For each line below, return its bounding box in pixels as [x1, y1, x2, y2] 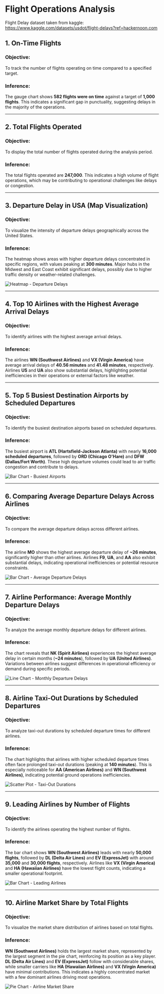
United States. [5, 232, 34, 239]
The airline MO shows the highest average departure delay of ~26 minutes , [5, 549, 158, 555]
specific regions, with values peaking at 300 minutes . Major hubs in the [5, 261, 150, 267]
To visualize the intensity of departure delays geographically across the [5, 227, 149, 233]
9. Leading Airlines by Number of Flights [5, 800, 130, 808]
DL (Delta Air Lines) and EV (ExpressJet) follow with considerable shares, [5, 958, 155, 964]
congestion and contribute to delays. [5, 464, 79, 470]
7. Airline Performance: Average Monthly [5, 593, 132, 602]
